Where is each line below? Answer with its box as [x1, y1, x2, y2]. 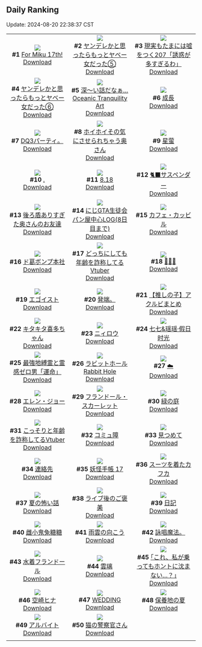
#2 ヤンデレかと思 [74, 42, 126, 50]
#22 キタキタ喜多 [9, 324, 60, 333]
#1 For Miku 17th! [11, 50, 63, 58]
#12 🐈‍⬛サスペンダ [136, 170, 191, 178]
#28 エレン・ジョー [9, 397, 66, 405]
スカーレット [81, 401, 118, 409]
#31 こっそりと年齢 [10, 426, 65, 435]
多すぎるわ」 [145, 60, 182, 68]
